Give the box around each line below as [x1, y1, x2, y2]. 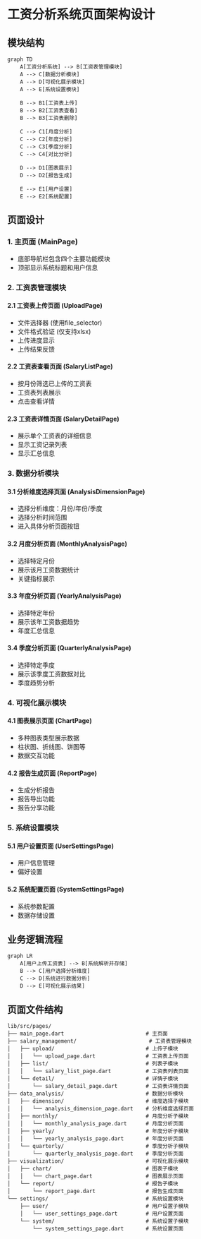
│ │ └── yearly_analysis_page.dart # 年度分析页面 [7, 1135, 184, 1142]
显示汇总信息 [17, 449, 55, 457]
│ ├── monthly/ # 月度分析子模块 [7, 1113, 189, 1120]
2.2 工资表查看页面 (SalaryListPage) [7, 362, 114, 371]
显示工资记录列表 [17, 441, 67, 449]
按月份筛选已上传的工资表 [17, 379, 92, 388]
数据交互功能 [17, 751, 55, 760]
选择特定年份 [17, 609, 55, 617]
